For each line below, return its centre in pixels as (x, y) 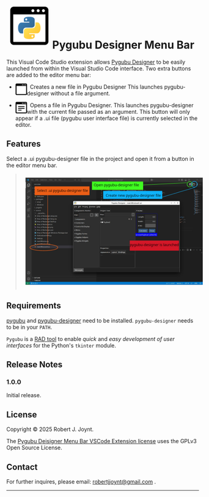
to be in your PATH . (29, 327)
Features (24, 144)
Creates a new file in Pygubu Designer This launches (96, 87)
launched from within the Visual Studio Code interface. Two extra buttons (99, 68)
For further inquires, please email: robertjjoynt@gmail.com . (81, 482)
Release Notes (35, 364)
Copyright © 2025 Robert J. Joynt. (50, 429)
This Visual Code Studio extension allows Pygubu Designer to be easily (96, 62)
